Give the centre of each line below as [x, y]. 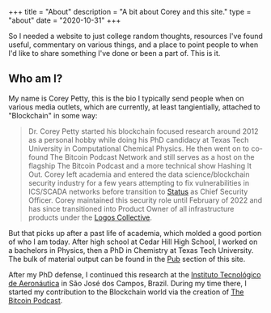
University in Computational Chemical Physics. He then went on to [139, 148]
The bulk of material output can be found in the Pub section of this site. [127, 259]
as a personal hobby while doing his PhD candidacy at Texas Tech [138, 139]
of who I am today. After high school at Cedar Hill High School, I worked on [133, 242]
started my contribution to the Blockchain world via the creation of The [126, 292]
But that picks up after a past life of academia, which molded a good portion [135, 233]
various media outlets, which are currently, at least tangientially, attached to [134, 107]
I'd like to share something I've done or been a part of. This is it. [114, 53]
